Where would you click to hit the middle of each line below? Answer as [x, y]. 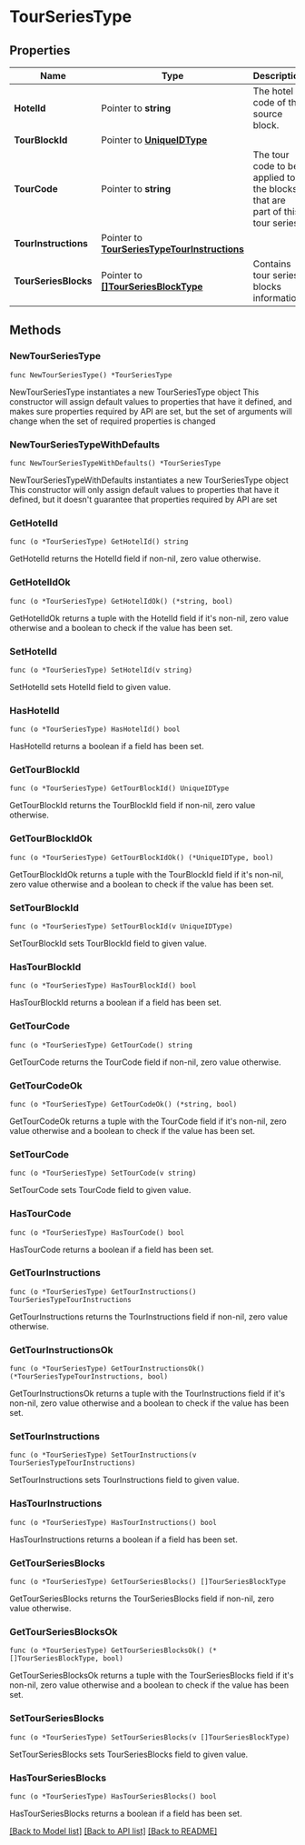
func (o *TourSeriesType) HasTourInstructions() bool [113, 1522]
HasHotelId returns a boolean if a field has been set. [107, 747]
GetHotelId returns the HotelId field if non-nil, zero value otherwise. [135, 559]
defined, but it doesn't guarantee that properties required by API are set [143, 499]
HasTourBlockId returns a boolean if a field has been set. [116, 1003]
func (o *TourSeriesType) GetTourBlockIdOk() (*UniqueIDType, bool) [142, 857]
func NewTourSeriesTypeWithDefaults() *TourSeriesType [115, 463]
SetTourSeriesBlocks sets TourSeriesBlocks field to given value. [129, 1754]
